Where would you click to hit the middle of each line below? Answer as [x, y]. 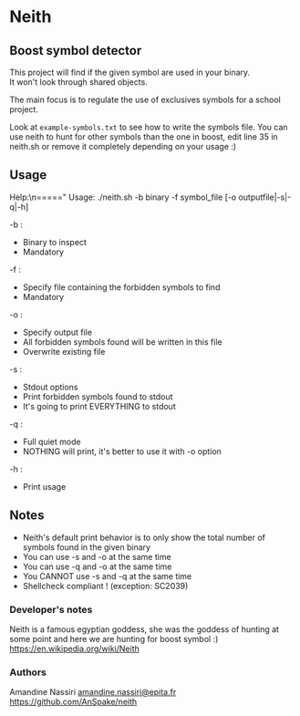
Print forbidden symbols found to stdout [98, 396]
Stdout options [50, 387]
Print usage [44, 486]
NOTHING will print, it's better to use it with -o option [122, 451]
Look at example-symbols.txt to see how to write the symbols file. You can [149, 127]
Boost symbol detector [76, 51]
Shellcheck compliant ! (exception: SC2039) [105, 586]
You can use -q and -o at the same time [97, 566]
